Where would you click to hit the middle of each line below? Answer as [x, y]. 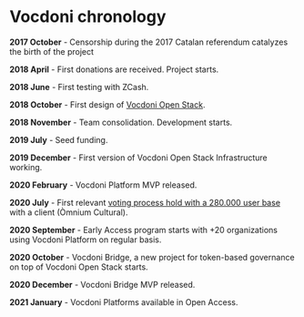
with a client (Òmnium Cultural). [69, 212]
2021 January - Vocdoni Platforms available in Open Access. [124, 302]
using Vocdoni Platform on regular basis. [86, 240]
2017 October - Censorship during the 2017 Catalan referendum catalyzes [149, 42]
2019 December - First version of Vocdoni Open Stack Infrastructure [139, 158]
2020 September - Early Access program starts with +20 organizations [144, 230]
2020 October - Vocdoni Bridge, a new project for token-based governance [152, 257]
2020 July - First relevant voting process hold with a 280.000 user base [145, 202]
